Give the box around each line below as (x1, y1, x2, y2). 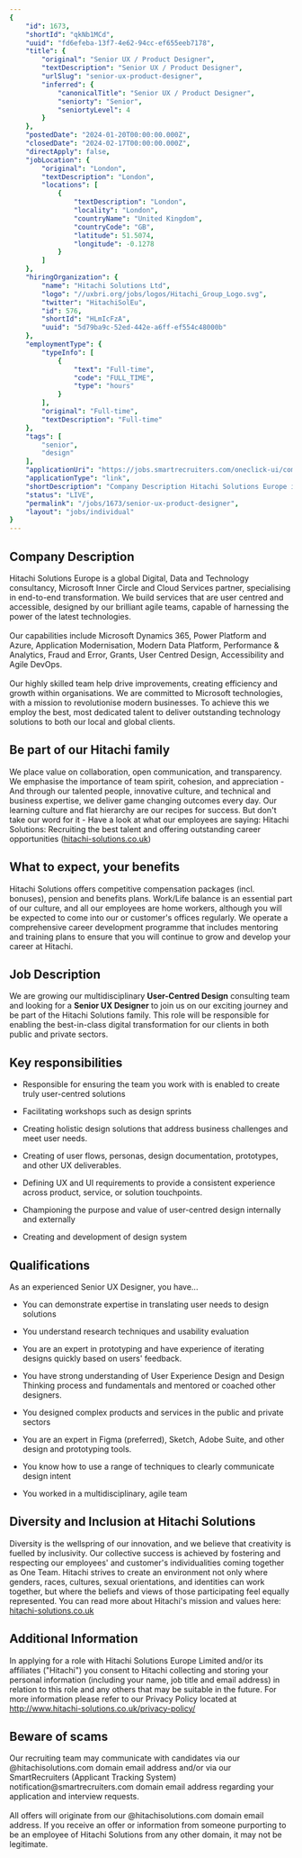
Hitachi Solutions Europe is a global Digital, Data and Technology (9, 573, 250, 584)
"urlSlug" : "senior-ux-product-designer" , (41, 72, 203, 81)
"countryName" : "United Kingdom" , (73, 213, 203, 223)
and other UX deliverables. (22, 1160, 121, 1171)
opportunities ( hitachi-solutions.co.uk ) (9, 833, 151, 844)
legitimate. (9, 1839, 49, 1850)
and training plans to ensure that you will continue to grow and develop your (9, 931, 291, 942)
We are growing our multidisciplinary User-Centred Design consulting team (9, 991, 290, 1002)
